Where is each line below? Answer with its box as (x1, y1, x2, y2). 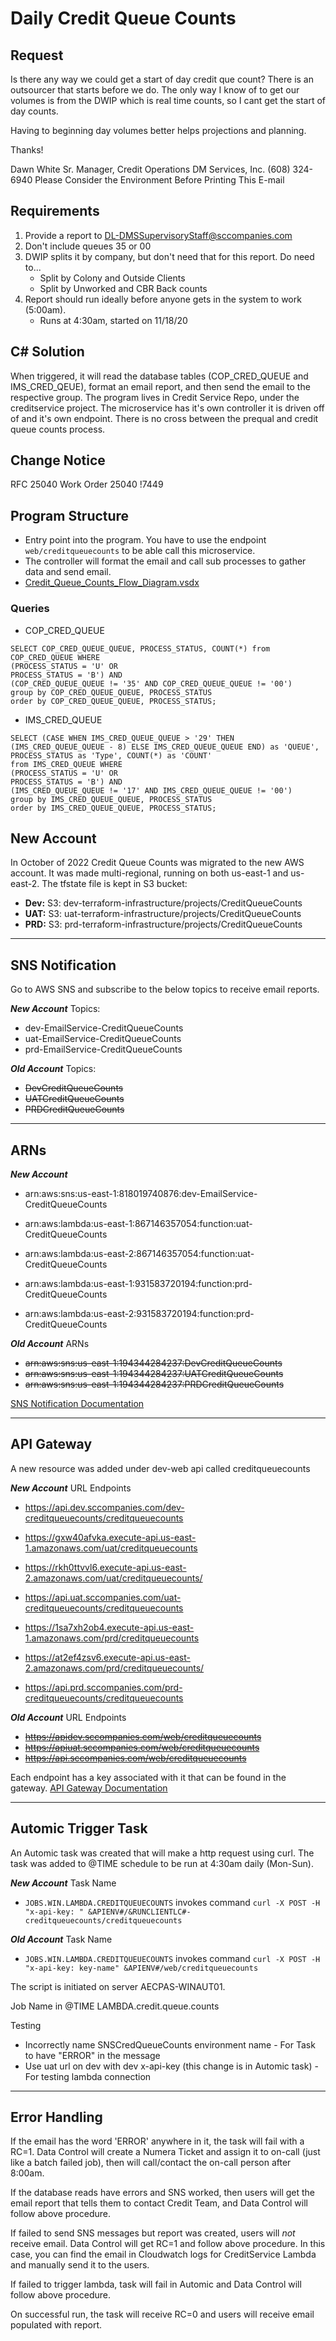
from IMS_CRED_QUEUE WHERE (10, 759, 123, 769)
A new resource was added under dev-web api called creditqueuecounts (10, 1462, 311, 1474)
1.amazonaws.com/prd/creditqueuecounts (24, 1632, 200, 1644)
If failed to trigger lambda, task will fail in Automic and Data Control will (10, 2278, 302, 2291)
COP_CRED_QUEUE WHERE (10, 652, 101, 662)
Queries (10, 602, 50, 616)
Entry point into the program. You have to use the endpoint (24, 534, 267, 546)
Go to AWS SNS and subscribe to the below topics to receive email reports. (10, 983, 320, 996)
